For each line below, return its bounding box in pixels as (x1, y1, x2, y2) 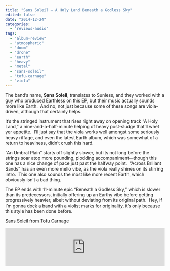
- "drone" (10, 50, 30, 55)
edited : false (5, 12, 35, 17)
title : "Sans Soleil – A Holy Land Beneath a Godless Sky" (5, 7, 133, 13)
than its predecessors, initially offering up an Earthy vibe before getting (5, 191, 153, 198)
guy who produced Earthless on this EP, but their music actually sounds (5, 97, 155, 104)
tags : (5, 31, 17, 36)
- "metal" (10, 64, 30, 69)
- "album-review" (10, 36, 47, 41)
